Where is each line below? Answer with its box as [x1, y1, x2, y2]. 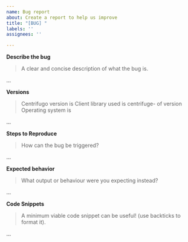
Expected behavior [6, 165, 55, 172]
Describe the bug [6, 53, 51, 60]
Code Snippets [6, 200, 44, 208]
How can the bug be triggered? [21, 142, 99, 149]
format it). [21, 218, 47, 226]
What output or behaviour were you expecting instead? [21, 177, 158, 185]
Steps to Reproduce [6, 130, 57, 137]
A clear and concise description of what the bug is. [21, 65, 149, 73]
